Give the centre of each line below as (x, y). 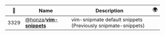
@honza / (36, 20)
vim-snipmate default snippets (107, 20)
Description (110, 11)
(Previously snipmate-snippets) (108, 26)
